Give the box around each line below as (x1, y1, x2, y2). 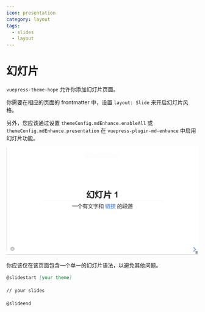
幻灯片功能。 (6, 135, 38, 142)
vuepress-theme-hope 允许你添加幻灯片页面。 (6, 86, 119, 93)
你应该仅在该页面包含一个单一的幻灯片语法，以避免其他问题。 (6, 262, 162, 269)
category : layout (6, 16, 51, 23)
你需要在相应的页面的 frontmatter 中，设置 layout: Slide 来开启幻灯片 (6, 99, 183, 106)
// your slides (6, 287, 45, 294)
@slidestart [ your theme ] (6, 275, 72, 281)
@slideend (6, 300, 32, 307)
